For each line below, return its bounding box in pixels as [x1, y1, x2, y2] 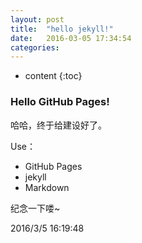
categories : [10, 42, 60, 53]
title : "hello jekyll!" [10, 24, 114, 34]
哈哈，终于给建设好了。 [10, 119, 107, 131]
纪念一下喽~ [10, 202, 61, 214]
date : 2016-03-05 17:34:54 [10, 33, 132, 43]
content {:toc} [24, 70, 83, 82]
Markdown [24, 181, 70, 193]
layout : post [10, 14, 65, 25]
